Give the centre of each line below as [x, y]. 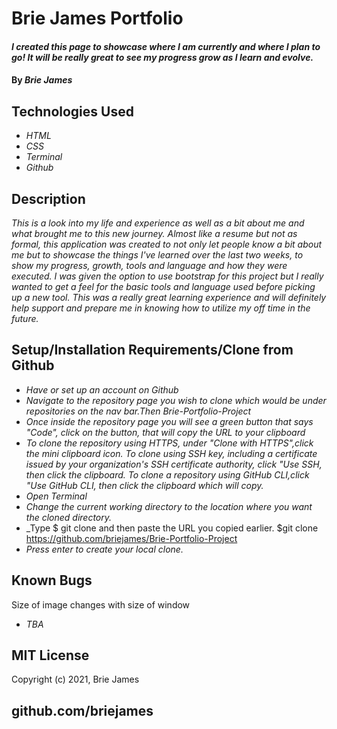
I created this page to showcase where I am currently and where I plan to [166, 46]
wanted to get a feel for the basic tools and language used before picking [163, 286]
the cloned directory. [69, 517]
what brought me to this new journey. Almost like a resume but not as [154, 233]
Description [48, 198]
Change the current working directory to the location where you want [169, 506]
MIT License [50, 655]
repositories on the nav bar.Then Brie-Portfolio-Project [138, 411]
